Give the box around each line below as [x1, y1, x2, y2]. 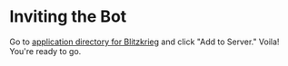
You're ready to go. [9, 45, 82, 56]
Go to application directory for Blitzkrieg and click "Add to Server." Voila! [9, 36, 280, 47]
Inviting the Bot [9, 6, 127, 27]
